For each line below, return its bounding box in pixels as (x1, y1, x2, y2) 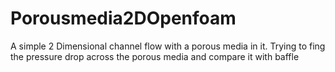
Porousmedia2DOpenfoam (10, 7, 237, 30)
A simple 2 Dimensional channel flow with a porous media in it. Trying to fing (10, 40, 326, 52)
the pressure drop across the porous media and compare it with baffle (10, 50, 300, 62)
